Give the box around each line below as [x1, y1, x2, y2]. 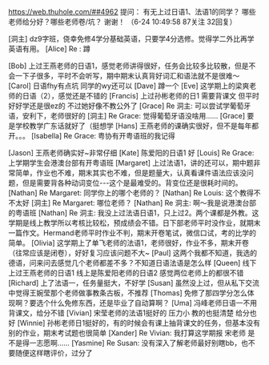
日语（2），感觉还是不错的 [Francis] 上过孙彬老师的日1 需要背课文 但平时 [22, 91, 260, 100]
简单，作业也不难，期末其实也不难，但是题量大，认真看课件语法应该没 [14, 168, 247, 178]
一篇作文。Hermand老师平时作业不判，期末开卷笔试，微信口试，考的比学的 [8, 228, 257, 238]
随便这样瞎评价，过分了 [14, 348, 93, 358]
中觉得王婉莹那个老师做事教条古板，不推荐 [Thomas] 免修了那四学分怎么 [8, 288, 248, 298]
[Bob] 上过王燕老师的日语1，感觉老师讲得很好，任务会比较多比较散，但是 [8, 61, 249, 70]
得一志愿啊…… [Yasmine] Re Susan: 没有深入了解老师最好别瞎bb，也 [22, 339, 248, 347]
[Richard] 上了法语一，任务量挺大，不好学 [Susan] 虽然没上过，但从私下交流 [8, 279, 260, 287]
